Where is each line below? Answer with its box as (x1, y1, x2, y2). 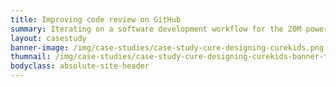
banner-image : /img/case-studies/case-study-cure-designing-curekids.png (10, 42, 325, 53)
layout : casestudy (10, 33, 87, 43)
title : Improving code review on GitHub (10, 14, 182, 25)
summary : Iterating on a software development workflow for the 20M (10, 24, 302, 34)
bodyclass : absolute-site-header (10, 61, 150, 71)
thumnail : (10, 52, 52, 62)
